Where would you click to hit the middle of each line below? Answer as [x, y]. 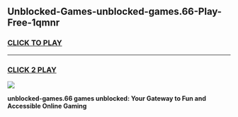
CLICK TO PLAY [35, 43]
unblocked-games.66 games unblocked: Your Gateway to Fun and [107, 98]
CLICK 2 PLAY [32, 69]
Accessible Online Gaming [47, 106]
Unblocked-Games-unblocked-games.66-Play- [114, 12]
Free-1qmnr [34, 23]
